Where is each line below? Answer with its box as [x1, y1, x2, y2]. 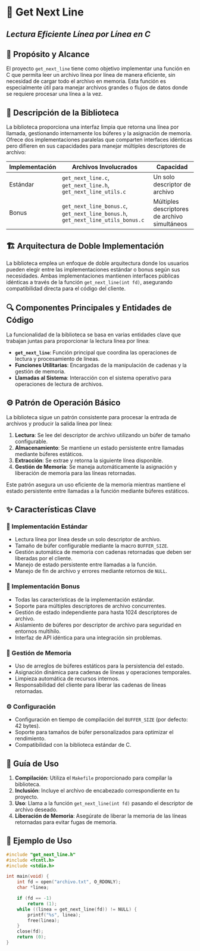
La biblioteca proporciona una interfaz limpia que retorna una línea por [6, 123, 179, 130]
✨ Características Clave [6, 504, 96, 515]
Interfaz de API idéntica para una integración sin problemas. [14, 634, 162, 641]
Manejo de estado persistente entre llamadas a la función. [14, 561, 158, 568]
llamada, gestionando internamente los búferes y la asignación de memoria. [6, 130, 192, 137]
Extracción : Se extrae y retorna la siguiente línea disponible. [14, 457, 164, 464]
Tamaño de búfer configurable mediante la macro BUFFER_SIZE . [14, 542, 168, 550]
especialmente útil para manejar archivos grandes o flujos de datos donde [6, 84, 188, 91]
